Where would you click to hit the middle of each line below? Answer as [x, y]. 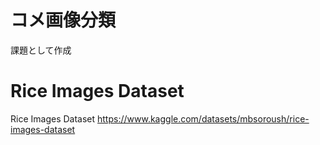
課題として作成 [41, 50]
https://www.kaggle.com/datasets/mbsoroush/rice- [203, 118]
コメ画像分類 [63, 20]
